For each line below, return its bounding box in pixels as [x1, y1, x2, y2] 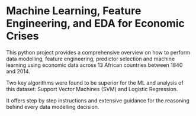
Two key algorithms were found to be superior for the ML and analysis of [6, 79, 184, 86]
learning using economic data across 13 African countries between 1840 [6, 61, 183, 69]
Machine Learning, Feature [6, 4, 142, 18]
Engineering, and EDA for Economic [6, 17, 185, 30]
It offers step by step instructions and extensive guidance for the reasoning [6, 96, 189, 104]
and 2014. [6, 67, 31, 75]
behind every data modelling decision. [6, 103, 99, 110]
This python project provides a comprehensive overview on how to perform [6, 49, 191, 56]
